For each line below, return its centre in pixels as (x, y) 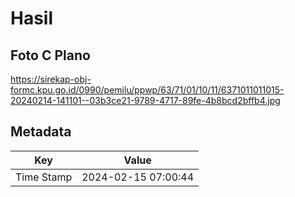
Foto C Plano (50, 55)
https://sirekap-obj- (51, 79)
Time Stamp (44, 177)
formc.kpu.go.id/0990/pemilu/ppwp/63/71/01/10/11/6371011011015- (147, 90)
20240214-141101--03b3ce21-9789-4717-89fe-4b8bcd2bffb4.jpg (145, 100)
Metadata (41, 132)
